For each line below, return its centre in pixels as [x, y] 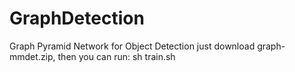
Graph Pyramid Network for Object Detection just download [132, 46]
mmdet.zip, [32, 56]
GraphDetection [77, 18]
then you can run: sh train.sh [116, 56]
